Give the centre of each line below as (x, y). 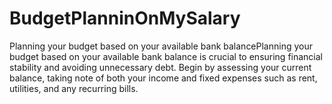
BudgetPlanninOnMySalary (125, 18)
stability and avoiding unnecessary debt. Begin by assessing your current (160, 67)
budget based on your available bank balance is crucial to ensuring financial (166, 56)
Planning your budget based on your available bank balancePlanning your (161, 46)
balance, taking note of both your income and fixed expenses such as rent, (163, 78)
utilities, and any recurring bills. (74, 88)
